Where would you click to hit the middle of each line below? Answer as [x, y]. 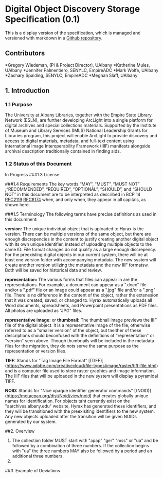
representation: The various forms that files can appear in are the [71, 279]
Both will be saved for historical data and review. [54, 270]
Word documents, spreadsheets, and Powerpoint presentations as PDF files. [81, 305]
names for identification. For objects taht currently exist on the [68, 401]
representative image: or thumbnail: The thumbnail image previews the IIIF [81, 320]
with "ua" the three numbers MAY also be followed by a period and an [82, 451]
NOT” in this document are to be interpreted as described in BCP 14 [73, 194]
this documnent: [21, 219]
